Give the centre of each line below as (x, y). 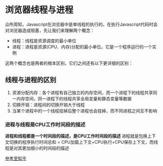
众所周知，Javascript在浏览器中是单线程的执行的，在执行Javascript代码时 (79, 24)
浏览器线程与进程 (39, 10)
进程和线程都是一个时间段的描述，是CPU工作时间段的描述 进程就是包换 (76, 136)
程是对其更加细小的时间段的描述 (37, 148)
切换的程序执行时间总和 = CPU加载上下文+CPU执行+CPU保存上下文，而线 (83, 142)
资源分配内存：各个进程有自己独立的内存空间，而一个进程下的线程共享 (82, 92)
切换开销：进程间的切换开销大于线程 (48, 104)
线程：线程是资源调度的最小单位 (44, 41)
